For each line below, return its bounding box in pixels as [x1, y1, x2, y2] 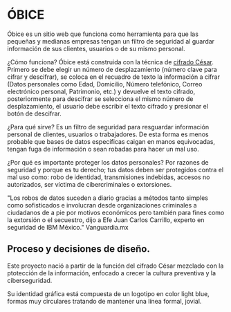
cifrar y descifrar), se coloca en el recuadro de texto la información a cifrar [7, 73, 220, 81]
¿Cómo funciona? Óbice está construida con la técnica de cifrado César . [7, 57, 214, 66]
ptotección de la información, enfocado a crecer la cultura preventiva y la [7, 268, 216, 277]
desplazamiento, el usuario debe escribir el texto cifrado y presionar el [7, 102, 209, 110]
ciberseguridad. [7, 276, 53, 284]
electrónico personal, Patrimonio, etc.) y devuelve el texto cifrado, [7, 87, 196, 95]
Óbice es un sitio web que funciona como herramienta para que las [7, 30, 199, 38]
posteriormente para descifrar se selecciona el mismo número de [7, 94, 194, 103]
